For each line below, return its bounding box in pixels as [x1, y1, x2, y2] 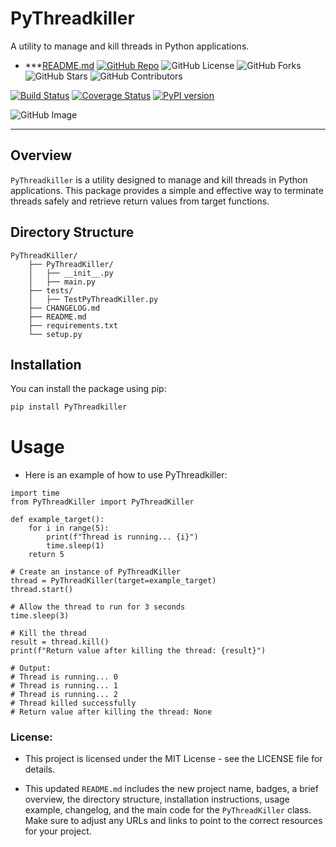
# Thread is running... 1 [10, 681, 118, 691]
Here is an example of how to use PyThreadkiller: [24, 469, 228, 481]
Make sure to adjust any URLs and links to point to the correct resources [24, 815, 323, 827]
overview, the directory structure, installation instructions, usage [24, 793, 290, 806]
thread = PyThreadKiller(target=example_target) [10, 576, 217, 586]
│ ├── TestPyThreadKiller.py [28, 294, 159, 304]
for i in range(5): [28, 523, 110, 534]
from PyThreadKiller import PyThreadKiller [10, 497, 195, 507]
